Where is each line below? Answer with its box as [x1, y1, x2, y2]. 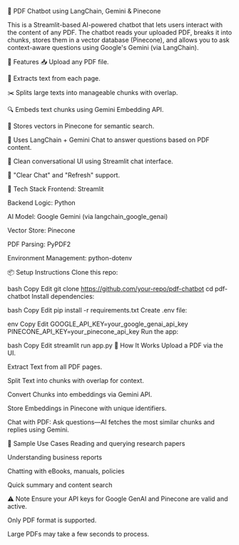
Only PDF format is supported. [7, 516, 97, 524]
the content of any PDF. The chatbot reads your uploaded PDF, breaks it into [7, 29, 233, 36]
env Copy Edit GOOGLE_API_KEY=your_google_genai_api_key [7, 320, 188, 328]
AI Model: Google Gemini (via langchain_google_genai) [7, 213, 168, 220]
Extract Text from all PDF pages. [7, 362, 103, 371]
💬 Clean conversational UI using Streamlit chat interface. [7, 157, 173, 165]
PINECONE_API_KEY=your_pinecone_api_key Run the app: [7, 327, 179, 335]
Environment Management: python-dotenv [7, 254, 133, 262]
